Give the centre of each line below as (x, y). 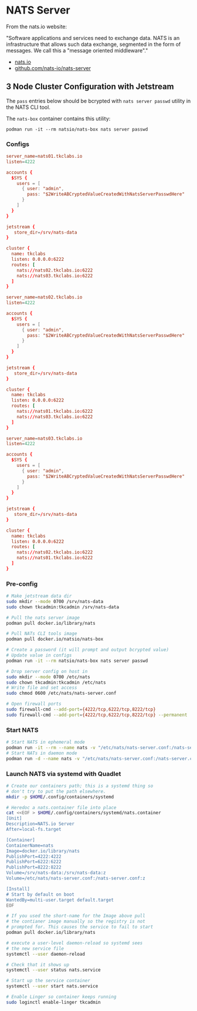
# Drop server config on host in (47, 671)
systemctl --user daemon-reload (45, 954)
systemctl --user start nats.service (52, 986)
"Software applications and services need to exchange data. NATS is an (93, 38)
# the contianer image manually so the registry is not (76, 921)
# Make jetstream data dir (39, 596)
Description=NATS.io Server (40, 824)
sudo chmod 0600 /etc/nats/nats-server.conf (61, 693)
